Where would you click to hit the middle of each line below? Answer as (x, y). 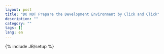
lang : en (14, 32)
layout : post (18, 10)
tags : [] (14, 28)
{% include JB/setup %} (30, 46)
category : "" (18, 23)
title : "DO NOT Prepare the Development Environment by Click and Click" (82, 14)
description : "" (22, 19)
